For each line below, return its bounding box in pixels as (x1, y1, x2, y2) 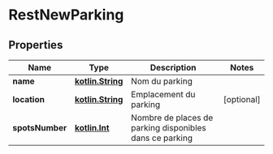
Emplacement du (131, 89, 196, 100)
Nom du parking (131, 75, 193, 87)
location (12, 94, 45, 105)
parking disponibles (131, 122, 207, 133)
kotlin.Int (74, 122, 110, 133)
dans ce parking (131, 132, 193, 143)
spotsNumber (12, 122, 67, 133)
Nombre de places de (131, 112, 214, 123)
